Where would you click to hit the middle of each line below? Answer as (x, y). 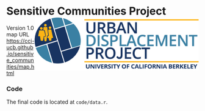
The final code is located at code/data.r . (57, 102)
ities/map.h (20, 66)
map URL (18, 34)
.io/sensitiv (20, 53)
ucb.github (20, 47)
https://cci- (20, 41)
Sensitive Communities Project (86, 11)
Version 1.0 (20, 28)
